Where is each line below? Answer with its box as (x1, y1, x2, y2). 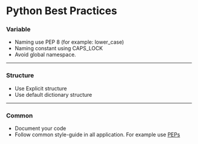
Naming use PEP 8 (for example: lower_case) (14, 38, 124, 45)
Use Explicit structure (14, 84, 67, 92)
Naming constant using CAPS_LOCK (14, 45, 103, 52)
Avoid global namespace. (14, 51, 77, 58)
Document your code (14, 125, 67, 132)
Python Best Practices (6, 4, 117, 18)
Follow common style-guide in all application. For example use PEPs (14, 131, 180, 138)
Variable (6, 25, 31, 34)
